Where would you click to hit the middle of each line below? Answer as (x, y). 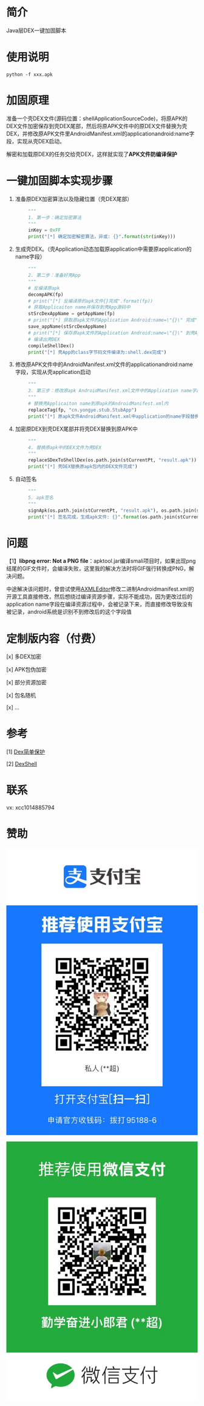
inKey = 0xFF (45, 230)
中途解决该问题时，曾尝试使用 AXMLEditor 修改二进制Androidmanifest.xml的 (100, 589)
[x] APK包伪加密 (26, 670)
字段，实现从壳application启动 (53, 372)
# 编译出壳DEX (44, 339)
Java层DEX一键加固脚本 (36, 30)
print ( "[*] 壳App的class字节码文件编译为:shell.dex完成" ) (97, 352)
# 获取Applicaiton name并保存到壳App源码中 (79, 307)
